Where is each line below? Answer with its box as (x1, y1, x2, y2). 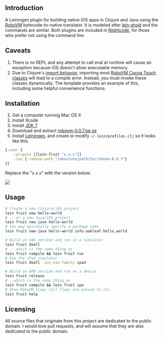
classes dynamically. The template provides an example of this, (12, 80, 140, 86)
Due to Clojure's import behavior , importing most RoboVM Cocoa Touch (12, 70, 156, 75)
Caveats (5, 46, 31, 55)
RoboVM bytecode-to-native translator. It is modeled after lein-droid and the (5, 22, 158, 28)
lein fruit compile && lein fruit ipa (5, 282, 84, 287)
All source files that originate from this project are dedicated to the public (5, 318, 152, 324)
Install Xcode (12, 117, 38, 123)
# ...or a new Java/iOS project (5, 215, 71, 220)
